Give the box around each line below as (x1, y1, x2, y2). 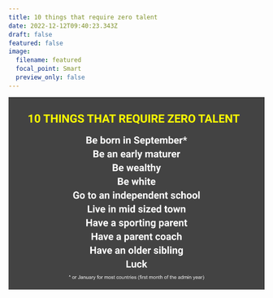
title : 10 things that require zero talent (8, 13, 158, 21)
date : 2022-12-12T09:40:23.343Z (8, 21, 118, 30)
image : (8, 47, 31, 56)
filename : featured (15, 56, 82, 64)
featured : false (8, 39, 63, 47)
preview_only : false (15, 73, 85, 81)
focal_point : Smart (15, 65, 82, 73)
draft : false (8, 30, 53, 38)
